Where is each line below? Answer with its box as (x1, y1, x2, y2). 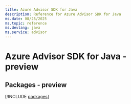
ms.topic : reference (5, 21, 47, 26)
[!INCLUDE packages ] (5, 94, 49, 99)
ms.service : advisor (5, 30, 47, 35)
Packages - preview (5, 81, 67, 89)
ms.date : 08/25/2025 (5, 16, 47, 21)
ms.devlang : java (5, 25, 41, 30)
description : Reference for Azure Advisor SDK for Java (5, 12, 121, 17)
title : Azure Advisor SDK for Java (5, 7, 78, 12)
